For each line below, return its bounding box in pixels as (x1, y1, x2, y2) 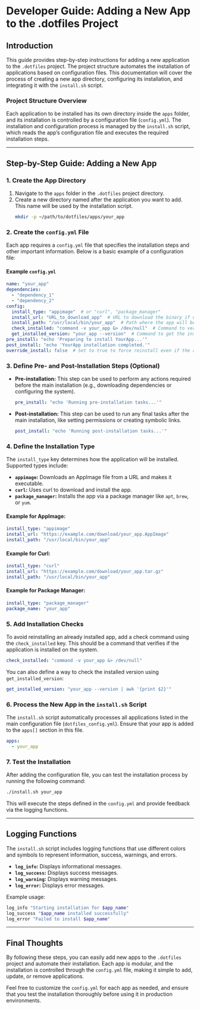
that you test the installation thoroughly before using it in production (6, 991, 173, 998)
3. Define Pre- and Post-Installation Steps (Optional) (6, 362, 160, 370)
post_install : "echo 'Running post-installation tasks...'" (14, 428, 167, 434)
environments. (6, 997, 42, 1004)
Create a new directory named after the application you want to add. (14, 195, 183, 203)
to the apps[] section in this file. (6, 727, 85, 734)
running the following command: (6, 778, 86, 785)
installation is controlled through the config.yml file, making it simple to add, (6, 967, 193, 974)
